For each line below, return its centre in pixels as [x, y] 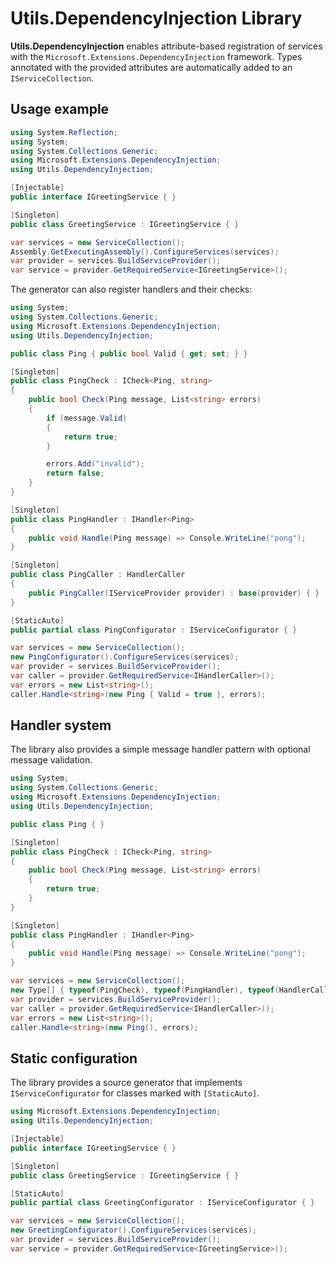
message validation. [51, 760]
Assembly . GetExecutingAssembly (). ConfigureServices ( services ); [145, 252]
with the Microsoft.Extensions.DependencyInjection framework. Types [156, 56]
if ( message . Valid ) [87, 418]
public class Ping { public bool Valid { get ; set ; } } [129, 353]
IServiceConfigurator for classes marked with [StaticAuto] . [135, 1093]
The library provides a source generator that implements [126, 1083]
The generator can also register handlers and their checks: [131, 289]
